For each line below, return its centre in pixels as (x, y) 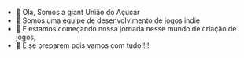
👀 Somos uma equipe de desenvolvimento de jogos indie (108, 20)
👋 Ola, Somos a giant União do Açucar (78, 12)
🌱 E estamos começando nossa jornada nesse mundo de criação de (126, 29)
